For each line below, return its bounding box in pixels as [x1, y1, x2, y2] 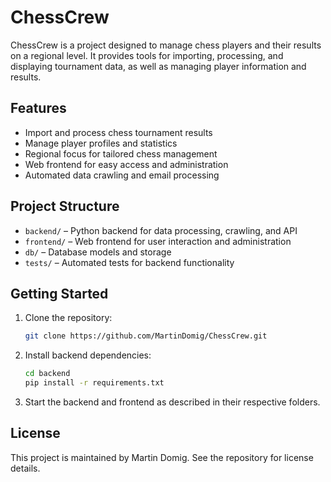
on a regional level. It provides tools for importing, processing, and [10, 49, 284, 61]
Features [10, 100, 67, 117]
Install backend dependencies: [24, 349, 152, 361]
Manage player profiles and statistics [24, 137, 178, 149]
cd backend [24, 369, 71, 379]
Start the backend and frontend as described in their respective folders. [24, 396, 321, 408]
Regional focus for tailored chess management [24, 147, 218, 160]
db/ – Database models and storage [24, 246, 172, 258]
